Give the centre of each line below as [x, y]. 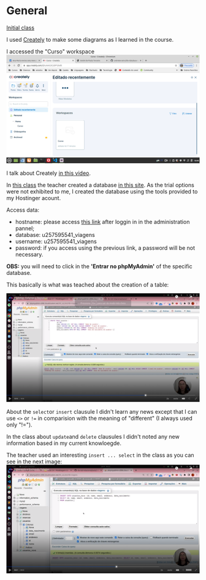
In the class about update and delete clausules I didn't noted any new [93, 436]
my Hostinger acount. [34, 198]
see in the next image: [34, 462]
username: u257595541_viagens [56, 241]
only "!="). [19, 425]
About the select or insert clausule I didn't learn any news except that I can [102, 411]
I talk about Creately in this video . [48, 173]
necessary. [29, 254]
